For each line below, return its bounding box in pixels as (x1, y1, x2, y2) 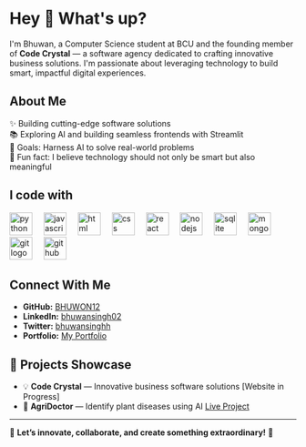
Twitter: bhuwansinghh (22, 320, 111, 331)
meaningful (9, 161, 52, 172)
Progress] (22, 391, 60, 402)
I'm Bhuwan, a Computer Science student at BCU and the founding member (9, 38, 294, 49)
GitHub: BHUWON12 (22, 301, 101, 312)
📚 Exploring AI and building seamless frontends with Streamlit (9, 128, 244, 139)
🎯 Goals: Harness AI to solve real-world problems (9, 141, 195, 153)
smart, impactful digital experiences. (9, 67, 147, 78)
